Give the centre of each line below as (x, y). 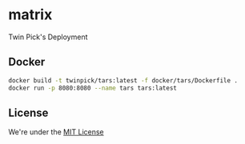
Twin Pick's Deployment (48, 37)
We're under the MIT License (56, 132)
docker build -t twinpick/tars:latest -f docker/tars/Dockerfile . (123, 80)
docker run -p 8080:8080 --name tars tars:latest (93, 88)
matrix (30, 15)
